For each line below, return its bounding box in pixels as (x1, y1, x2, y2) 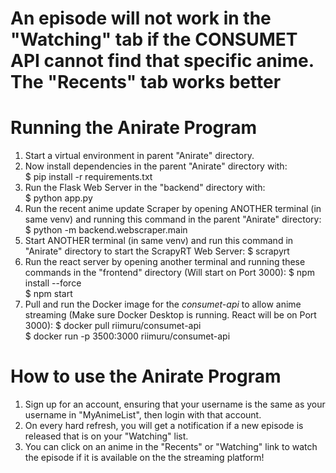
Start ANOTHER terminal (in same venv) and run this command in (24, 235, 294, 247)
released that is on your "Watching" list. (24, 430, 189, 442)
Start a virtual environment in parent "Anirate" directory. (24, 150, 255, 162)
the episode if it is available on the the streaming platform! (24, 452, 265, 464)
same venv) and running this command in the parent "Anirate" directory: (24, 213, 322, 226)
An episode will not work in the (10, 7, 272, 30)
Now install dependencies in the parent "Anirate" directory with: (24, 160, 288, 172)
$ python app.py (24, 192, 93, 204)
